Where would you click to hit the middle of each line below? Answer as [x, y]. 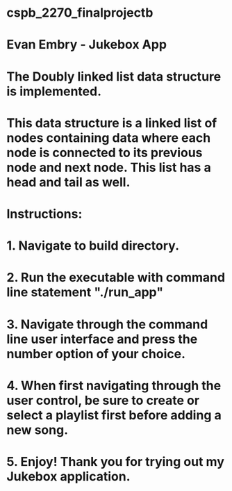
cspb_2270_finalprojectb [80, 13]
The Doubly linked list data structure [114, 76]
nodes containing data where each [109, 138]
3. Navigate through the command [107, 324]
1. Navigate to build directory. [93, 246]
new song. [38, 430]
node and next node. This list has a [109, 167]
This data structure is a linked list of [112, 123]
